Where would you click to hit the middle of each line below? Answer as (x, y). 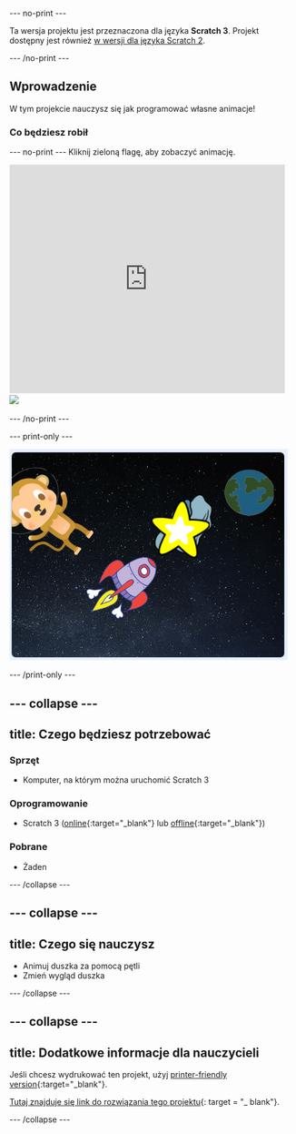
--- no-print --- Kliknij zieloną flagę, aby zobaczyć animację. (123, 152)
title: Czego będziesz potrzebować (110, 734)
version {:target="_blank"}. (59, 1084)
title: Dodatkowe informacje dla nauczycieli (134, 1053)
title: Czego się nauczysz (82, 944)
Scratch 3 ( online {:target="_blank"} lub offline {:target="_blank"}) (144, 824)
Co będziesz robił (49, 132)
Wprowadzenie (53, 87)
